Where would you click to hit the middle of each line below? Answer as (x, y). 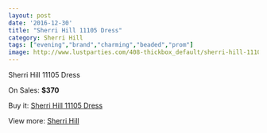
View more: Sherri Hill (44, 121)
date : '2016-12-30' (41, 23)
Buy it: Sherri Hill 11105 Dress (56, 105)
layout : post (30, 15)
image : (19, 52)
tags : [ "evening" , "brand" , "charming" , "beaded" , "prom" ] (101, 45)
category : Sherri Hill (46, 38)
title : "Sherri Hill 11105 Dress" (66, 30)
